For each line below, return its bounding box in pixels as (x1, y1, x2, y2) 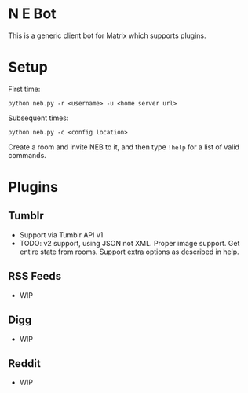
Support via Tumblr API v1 (19, 230, 104, 240)
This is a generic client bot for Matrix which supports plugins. (8, 31, 206, 40)
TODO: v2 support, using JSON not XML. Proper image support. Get (19, 238, 240, 248)
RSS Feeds (8, 270, 62, 283)
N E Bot (8, 5, 57, 23)
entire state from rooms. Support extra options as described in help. (19, 247, 239, 256)
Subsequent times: (8, 113, 69, 123)
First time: (8, 84, 41, 94)
